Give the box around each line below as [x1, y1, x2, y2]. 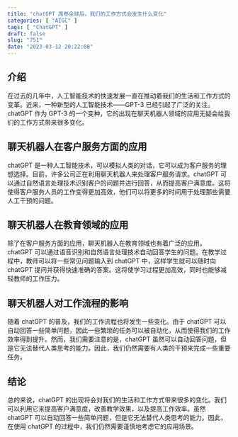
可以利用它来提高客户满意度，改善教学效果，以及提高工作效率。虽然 [7, 404, 206, 413]
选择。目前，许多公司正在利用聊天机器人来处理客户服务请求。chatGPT [13, 169, 220, 178]
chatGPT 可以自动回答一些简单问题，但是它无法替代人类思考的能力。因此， [7, 414, 227, 422]
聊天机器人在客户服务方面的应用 [7, 141, 147, 153]
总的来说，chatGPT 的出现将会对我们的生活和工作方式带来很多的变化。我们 [7, 396, 227, 404]
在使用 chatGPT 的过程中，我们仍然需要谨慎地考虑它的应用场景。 [7, 422, 198, 431]
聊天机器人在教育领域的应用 [7, 219, 129, 231]
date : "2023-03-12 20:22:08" [7, 43, 93, 50]
